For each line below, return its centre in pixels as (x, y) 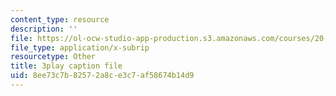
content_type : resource (60, 19)
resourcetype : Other (53, 57)
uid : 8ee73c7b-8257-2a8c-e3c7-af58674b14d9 (102, 76)
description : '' (44, 29)
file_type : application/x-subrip (80, 47)
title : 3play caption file (66, 66)
